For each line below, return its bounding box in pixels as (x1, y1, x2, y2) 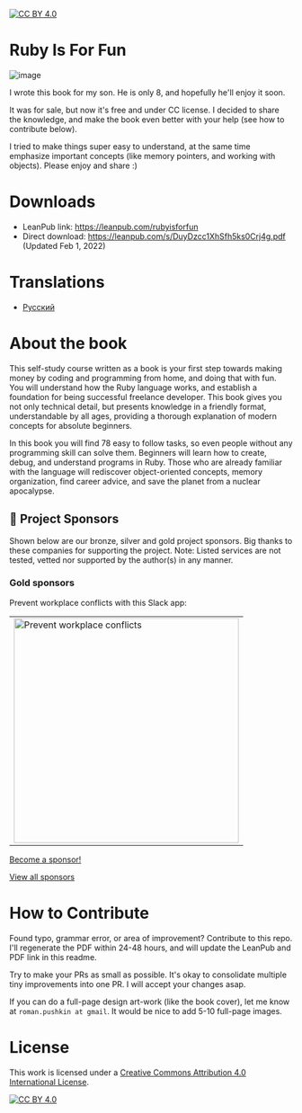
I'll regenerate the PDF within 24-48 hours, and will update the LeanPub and (9, 942, 292, 953)
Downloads (9, 191, 96, 212)
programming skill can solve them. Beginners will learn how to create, (9, 447, 267, 458)
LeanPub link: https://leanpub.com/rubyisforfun (22, 221, 199, 232)
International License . (9, 1076, 90, 1087)
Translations (9, 272, 105, 292)
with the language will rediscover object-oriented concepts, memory (9, 466, 263, 476)
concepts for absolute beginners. (9, 420, 133, 431)
